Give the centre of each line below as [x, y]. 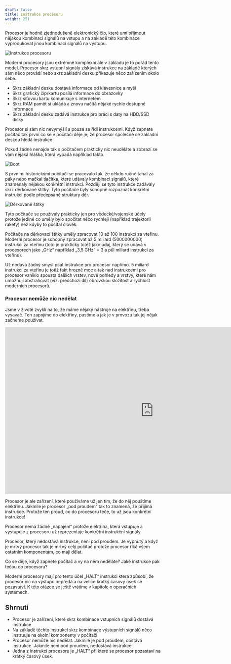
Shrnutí [17, 608]
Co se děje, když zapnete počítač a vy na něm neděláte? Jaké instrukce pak [82, 561]
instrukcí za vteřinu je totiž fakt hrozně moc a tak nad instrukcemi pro [76, 270]
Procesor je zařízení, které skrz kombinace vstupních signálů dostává [83, 619]
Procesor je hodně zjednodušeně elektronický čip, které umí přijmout [75, 33]
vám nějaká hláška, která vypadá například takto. [55, 154]
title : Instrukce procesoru [34, 14]
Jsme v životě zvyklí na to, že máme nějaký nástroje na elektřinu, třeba [77, 309]
